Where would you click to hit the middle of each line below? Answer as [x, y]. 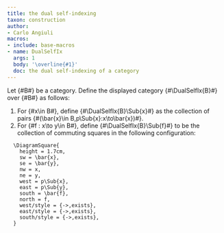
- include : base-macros [41, 45]
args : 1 [24, 58]
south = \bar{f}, [44, 193]
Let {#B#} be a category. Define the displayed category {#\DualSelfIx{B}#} [112, 90]
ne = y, [30, 175]
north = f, [35, 199]
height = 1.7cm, [43, 151]
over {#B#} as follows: [39, 97]
